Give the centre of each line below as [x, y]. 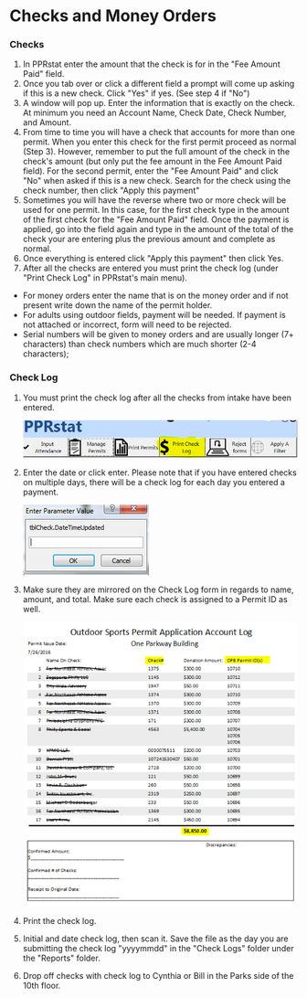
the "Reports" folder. [61, 958]
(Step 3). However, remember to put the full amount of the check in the [156, 152]
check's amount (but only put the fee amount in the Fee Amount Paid [153, 162]
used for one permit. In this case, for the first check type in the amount [156, 210]
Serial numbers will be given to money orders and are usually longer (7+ [158, 334]
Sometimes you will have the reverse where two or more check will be [154, 200]
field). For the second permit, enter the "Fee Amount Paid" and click [150, 171]
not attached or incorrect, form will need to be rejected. [127, 324]
